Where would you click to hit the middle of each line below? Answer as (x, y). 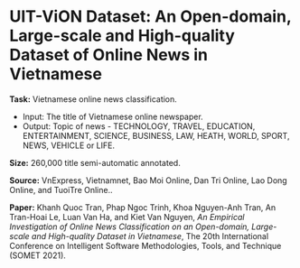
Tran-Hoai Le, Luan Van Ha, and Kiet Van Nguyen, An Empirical (127, 217)
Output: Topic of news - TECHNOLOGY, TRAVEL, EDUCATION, (139, 126)
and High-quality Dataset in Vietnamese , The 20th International (150, 236)
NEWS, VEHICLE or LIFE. (69, 145)
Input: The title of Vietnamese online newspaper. (112, 116)
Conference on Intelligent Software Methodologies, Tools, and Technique (145, 245)
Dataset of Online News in (109, 55)
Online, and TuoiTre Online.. (61, 189)
